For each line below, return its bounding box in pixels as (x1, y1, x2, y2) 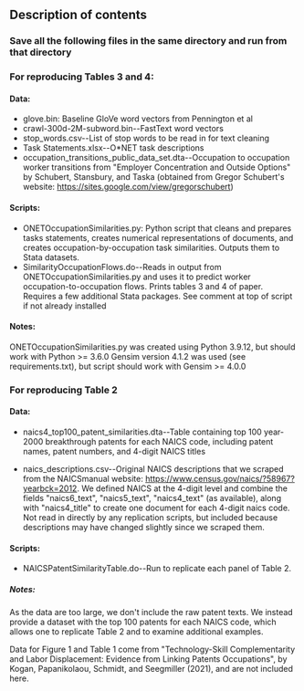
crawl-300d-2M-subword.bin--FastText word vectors (22, 123, 224, 134)
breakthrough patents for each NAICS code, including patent (45, 435, 274, 446)
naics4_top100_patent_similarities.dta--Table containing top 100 (22, 426, 262, 437)
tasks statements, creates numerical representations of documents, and (22, 232, 294, 243)
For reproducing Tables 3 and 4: (9, 70, 154, 83)
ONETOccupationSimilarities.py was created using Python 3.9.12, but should (9, 341, 296, 352)
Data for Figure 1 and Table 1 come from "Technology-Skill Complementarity (9, 644, 296, 655)
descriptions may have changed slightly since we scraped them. (22, 521, 265, 532)
